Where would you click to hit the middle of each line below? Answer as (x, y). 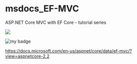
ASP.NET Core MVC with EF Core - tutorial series (56, 22)
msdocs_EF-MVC (42, 9)
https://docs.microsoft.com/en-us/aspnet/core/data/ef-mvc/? (69, 51)
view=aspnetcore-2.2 (27, 56)
